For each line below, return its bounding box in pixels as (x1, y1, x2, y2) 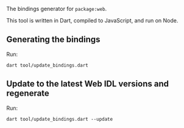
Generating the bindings (6, 35, 101, 45)
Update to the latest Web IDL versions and (6, 79, 169, 89)
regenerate (6, 88, 50, 99)
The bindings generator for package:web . (6, 5, 107, 12)
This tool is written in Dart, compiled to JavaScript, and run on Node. (6, 17, 179, 24)
